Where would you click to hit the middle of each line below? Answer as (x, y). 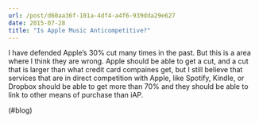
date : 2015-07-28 (37, 23)
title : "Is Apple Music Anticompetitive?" (79, 30)
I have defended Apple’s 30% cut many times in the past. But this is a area (130, 53)
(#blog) (21, 110)
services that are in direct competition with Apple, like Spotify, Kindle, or (126, 78)
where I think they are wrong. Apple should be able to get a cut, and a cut (128, 61)
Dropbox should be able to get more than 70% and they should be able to (128, 86)
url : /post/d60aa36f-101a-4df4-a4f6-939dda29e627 (92, 15)
